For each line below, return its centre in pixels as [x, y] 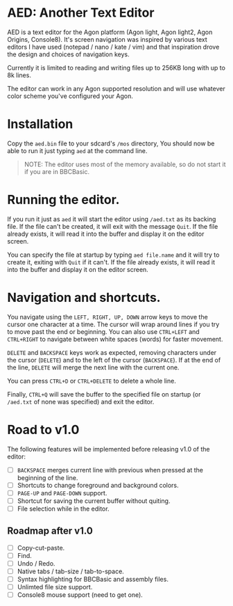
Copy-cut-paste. [41, 548]
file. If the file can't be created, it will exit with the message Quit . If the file [113, 226]
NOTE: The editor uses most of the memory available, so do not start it [125, 164]
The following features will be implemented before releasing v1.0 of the [109, 449]
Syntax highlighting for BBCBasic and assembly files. [93, 580]
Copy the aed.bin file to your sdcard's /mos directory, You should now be [111, 143]
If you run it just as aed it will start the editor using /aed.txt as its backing [112, 219]
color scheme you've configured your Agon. [70, 96]
